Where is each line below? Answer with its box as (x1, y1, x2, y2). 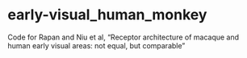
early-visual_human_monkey (7, 6, 207, 24)
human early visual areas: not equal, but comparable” (7, 40, 186, 50)
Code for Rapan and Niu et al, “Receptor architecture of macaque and (7, 32, 240, 42)
